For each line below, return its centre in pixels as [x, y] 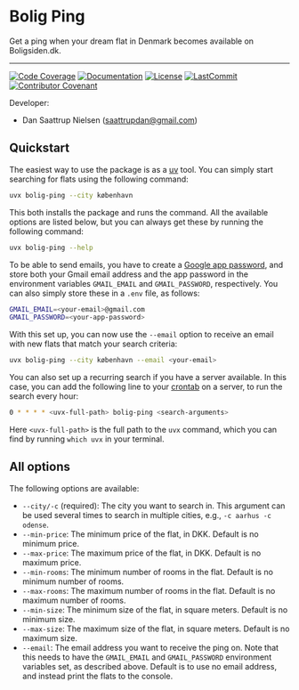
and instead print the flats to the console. [97, 676]
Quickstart [40, 148]
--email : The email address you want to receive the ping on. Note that [150, 647]
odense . [35, 524]
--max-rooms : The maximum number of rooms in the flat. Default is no [149, 590]
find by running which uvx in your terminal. [87, 439]
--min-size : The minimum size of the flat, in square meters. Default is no [155, 609]
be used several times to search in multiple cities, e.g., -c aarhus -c [146, 515]
